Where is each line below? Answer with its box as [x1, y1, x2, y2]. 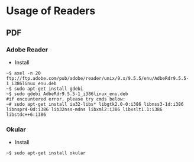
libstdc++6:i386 [6, 111, 46, 118]
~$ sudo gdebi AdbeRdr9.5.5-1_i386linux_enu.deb [6, 90, 128, 97]
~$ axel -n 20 [6, 70, 41, 76]
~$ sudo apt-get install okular [6, 150, 86, 156]
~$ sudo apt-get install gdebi [6, 86, 83, 92]
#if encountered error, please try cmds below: [6, 96, 126, 102]
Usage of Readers [6, 4, 96, 18]
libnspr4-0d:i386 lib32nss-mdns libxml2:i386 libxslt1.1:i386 [6, 106, 163, 112]
